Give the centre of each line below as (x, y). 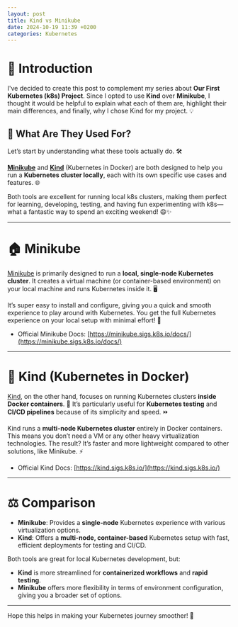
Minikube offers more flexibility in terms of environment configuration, (120, 587)
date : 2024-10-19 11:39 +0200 (52, 27)
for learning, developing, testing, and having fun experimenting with (106, 204)
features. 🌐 (24, 182)
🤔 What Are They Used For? (69, 134)
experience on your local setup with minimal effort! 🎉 (84, 320)
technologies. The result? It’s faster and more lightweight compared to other (118, 443)
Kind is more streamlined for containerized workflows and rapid (113, 572)
